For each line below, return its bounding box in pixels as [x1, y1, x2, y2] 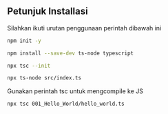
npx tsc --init [7, 62, 51, 69]
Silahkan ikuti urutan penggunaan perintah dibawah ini [7, 23, 162, 32]
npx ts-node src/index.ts [7, 75, 81, 82]
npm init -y [7, 37, 41, 44]
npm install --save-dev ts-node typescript [7, 50, 134, 57]
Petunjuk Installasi [7, 6, 88, 17]
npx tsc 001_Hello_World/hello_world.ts [7, 100, 125, 108]
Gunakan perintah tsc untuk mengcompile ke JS [7, 87, 143, 95]
